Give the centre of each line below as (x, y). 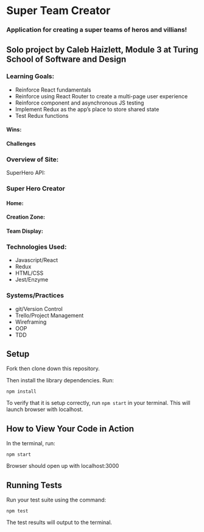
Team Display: (25, 231)
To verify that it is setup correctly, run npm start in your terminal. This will (98, 403)
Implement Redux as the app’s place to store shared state (87, 109)
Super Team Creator (58, 11)
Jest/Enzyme (32, 280)
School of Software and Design (66, 59)
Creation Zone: (26, 217)
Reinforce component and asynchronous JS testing (79, 103)
